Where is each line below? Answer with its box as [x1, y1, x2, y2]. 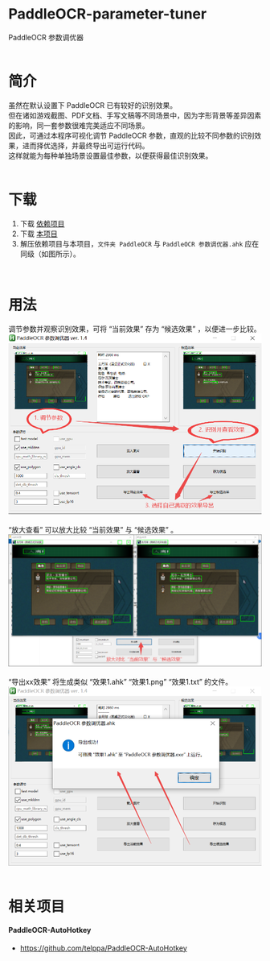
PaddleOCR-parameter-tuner [8, 5, 207, 23]
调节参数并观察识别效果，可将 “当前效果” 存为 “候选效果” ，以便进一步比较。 [8, 324, 261, 333]
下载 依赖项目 [19, 218, 65, 228]
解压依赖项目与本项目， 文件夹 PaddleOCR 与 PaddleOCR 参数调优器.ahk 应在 [19, 238, 260, 248]
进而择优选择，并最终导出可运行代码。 [22, 140, 149, 150]
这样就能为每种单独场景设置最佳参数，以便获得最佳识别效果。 [8, 151, 213, 160]
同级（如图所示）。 [19, 249, 80, 259]
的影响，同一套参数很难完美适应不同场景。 [8, 120, 149, 130]
